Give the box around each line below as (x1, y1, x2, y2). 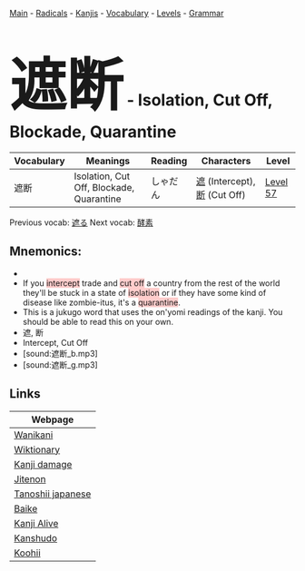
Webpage (31, 413, 74, 426)
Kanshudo (14, 531, 57, 544)
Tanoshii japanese (14, 487, 92, 500)
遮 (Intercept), (196, 174, 256, 187)
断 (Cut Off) (196, 188, 246, 201)
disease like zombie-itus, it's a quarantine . (22, 297, 182, 308)
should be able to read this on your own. (22, 316, 174, 327)
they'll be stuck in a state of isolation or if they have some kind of (22, 287, 267, 298)
